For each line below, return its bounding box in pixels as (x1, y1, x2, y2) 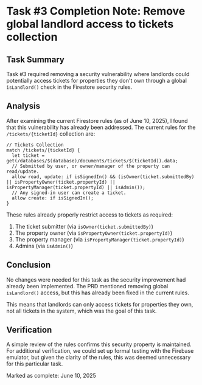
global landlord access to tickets (6, 17, 174, 31)
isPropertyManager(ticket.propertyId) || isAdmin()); (6, 184, 146, 190)
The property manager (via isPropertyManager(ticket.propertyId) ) (15, 235, 184, 243)
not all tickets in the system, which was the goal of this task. (6, 307, 157, 314)
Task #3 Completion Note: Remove (6, 4, 186, 18)
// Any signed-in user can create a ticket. (12, 190, 127, 196)
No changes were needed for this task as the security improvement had (6, 276, 186, 283)
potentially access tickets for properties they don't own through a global (6, 77, 187, 84)
